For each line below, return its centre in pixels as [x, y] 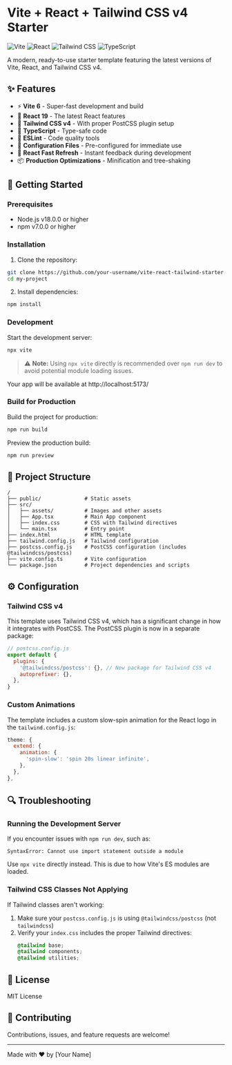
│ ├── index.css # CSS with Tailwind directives [92, 523]
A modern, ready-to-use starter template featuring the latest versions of [109, 59]
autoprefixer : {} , [46, 674]
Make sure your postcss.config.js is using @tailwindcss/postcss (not [116, 918]
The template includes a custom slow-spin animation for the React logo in [112, 720]
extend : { [27, 746]
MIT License [25, 997]
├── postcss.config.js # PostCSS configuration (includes [97, 547]
